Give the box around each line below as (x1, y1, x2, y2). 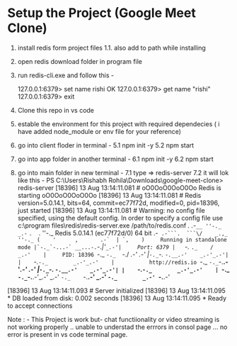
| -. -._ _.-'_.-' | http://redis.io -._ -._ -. (17, 257, 224, 266)
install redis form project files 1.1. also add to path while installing (17, 43, 207, 52)
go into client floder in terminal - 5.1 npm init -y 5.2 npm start (17, 140, 195, 150)
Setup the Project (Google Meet (7, 5, 196, 21)
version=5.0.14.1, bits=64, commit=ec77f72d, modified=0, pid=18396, (17, 199, 220, 207)
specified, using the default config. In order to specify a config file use (17, 213, 224, 222)
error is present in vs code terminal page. (7, 330, 128, 338)
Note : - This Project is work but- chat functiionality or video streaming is (7, 315, 220, 323)
